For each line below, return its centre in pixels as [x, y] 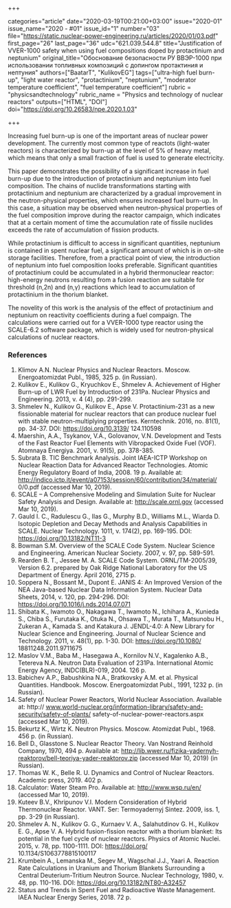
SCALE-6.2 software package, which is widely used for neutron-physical [111, 330]
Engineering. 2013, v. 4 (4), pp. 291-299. [75, 399]
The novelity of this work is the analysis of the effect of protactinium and [111, 308]
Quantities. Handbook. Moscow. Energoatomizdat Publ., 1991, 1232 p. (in [120, 685]
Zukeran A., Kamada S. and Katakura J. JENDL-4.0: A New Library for [116, 626]
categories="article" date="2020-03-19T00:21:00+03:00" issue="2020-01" [115, 21]
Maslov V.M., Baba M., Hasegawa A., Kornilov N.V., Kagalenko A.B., [113, 656]
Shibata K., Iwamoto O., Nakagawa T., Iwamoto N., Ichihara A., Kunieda [118, 612]
